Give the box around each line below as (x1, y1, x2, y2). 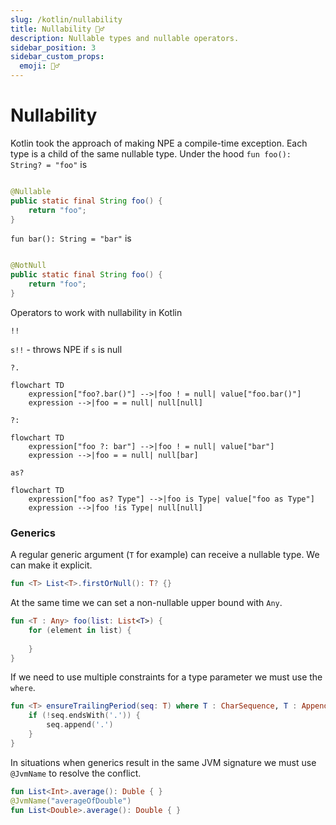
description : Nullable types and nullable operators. (10, 33, 240, 43)
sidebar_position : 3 (10, 42, 97, 53)
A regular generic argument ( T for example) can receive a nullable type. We (10, 549, 320, 561)
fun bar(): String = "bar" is (10, 232, 132, 245)
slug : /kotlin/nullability (10, 14, 123, 25)
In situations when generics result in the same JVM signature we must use (10, 756, 317, 768)
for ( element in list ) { (28, 625, 132, 635)
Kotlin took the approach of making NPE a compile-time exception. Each (10, 137, 308, 149)
